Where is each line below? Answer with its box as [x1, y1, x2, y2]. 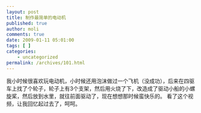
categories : [6, 49, 36, 55]
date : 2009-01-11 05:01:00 [6, 37, 74, 43]
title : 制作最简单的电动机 [6, 15, 67, 21]
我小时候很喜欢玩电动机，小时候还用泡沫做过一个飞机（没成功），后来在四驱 [6, 77, 195, 84]
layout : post [6, 9, 39, 15]
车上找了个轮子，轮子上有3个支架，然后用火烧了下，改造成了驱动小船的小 [6, 84, 190, 92]
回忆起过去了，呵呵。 [27, 100, 81, 107]
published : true [6, 20, 47, 26]
